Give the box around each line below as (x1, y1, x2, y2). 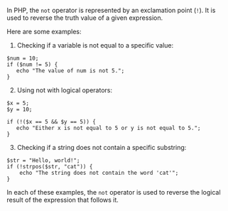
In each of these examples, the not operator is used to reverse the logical (6, 188, 221, 196)
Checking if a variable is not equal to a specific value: (16, 41, 174, 49)
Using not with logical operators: (16, 86, 113, 94)
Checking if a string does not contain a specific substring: (16, 144, 187, 151)
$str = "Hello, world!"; (6, 157, 80, 164)
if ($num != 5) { (6, 61, 58, 68)
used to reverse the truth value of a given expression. (6, 13, 163, 22)
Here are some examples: (6, 28, 82, 36)
